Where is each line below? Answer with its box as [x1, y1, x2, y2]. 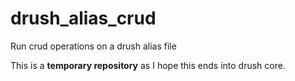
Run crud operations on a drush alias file [10, 40, 177, 52]
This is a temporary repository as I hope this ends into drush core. [10, 59, 286, 71]
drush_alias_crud [10, 7, 157, 30]
